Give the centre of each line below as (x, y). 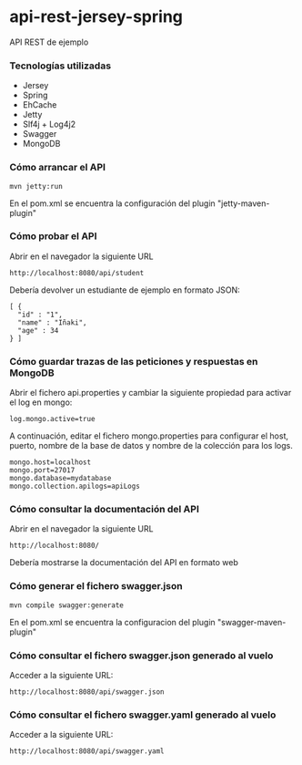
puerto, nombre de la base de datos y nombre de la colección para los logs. (151, 446)
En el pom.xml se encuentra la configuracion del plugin (112, 622)
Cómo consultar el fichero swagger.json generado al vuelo (141, 656)
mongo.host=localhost (50, 462)
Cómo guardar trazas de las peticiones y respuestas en (134, 361)
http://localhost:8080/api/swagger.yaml (87, 751)
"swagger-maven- (252, 622)
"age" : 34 (38, 330)
